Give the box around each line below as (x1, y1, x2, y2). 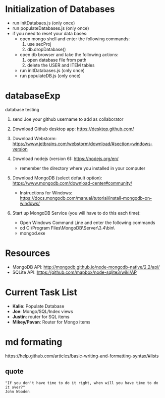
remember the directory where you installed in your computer (19, 165, 146, 171)
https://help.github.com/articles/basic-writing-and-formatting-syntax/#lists (5, 353, 159, 359)
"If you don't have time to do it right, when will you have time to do (5, 380, 159, 386)
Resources (5, 247, 51, 259)
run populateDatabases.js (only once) (12, 25, 89, 31)
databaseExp (5, 90, 60, 101)
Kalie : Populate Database (12, 303, 64, 309)
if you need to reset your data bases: (12, 30, 88, 36)
